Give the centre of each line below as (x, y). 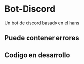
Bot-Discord (30, 9)
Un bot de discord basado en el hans (42, 23)
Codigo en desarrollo (37, 55)
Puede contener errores (42, 38)
